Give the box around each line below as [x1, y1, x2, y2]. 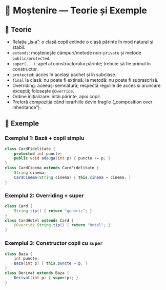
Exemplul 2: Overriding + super [5, 192, 84, 199]
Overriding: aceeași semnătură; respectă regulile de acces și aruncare [12, 82, 161, 88]
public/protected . [12, 55, 51, 61]
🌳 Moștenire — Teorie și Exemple [5, 5, 147, 16]
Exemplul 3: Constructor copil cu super [5, 240, 103, 247]
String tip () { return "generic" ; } [14, 208, 93, 213]
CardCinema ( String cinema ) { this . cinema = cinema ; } [14, 175, 131, 180]
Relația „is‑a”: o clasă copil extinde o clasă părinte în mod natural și [12, 39, 154, 45]
